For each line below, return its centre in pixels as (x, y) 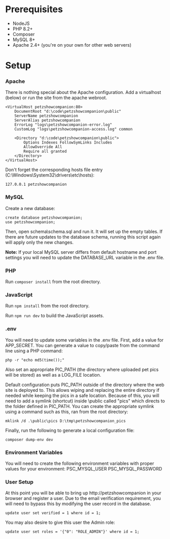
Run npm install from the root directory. (47, 306)
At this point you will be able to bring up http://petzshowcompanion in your (83, 493)
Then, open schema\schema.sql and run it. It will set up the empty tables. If (84, 231)
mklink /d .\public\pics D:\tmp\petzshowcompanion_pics (65, 421)
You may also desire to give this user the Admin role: (60, 523)
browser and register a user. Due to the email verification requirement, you (83, 498)
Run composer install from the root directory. (53, 282)
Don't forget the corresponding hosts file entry (54, 170)
